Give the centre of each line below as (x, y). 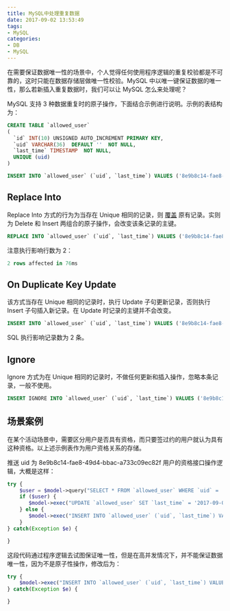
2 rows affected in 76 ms (42, 263)
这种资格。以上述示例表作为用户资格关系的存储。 (76, 448)
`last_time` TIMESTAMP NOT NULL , (62, 151)
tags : (15, 26)
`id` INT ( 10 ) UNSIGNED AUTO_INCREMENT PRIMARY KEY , (89, 138)
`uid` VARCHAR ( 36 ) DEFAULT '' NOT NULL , (75, 145)
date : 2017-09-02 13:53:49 (46, 20)
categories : (24, 39)
